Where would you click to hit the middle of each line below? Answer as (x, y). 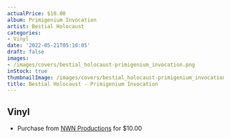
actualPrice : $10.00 (37, 13)
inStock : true (27, 71)
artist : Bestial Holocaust (46, 26)
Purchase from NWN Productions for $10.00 (79, 129)
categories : (24, 33)
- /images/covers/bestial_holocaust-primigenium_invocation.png (101, 65)
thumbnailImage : (30, 77)
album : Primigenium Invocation (52, 20)
